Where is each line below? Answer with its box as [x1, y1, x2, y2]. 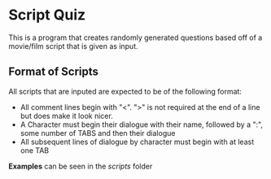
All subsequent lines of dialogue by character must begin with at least [20, 137, 255, 146]
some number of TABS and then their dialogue [20, 128, 176, 138]
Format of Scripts [8, 65, 99, 79]
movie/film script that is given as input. [8, 41, 138, 50]
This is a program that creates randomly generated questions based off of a [8, 33, 263, 42]
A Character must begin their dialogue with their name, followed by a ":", [20, 120, 263, 129]
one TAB [20, 145, 50, 155]
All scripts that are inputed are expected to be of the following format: [8, 86, 243, 96]
